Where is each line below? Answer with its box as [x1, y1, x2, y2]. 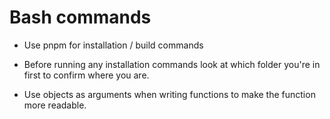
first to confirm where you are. [23, 69, 150, 81]
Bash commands [9, 6, 152, 29]
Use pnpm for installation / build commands [23, 39, 204, 51]
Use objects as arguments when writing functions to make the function [23, 88, 316, 100]
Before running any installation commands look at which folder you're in [23, 58, 321, 70]
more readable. [23, 99, 87, 111]
